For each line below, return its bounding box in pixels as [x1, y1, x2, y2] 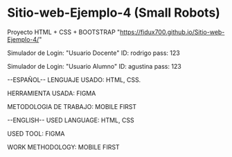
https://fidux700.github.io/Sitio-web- [120, 28, 225, 36]
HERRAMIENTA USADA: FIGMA [7, 89, 96, 97]
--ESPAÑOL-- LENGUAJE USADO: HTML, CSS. [7, 75, 141, 84]
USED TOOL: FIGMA [7, 129, 65, 138]
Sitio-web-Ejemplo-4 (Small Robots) [7, 5, 220, 21]
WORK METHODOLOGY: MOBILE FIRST [7, 142, 120, 151]
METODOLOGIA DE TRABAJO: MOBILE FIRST [7, 102, 137, 110]
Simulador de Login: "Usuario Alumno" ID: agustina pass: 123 [7, 62, 181, 70]
